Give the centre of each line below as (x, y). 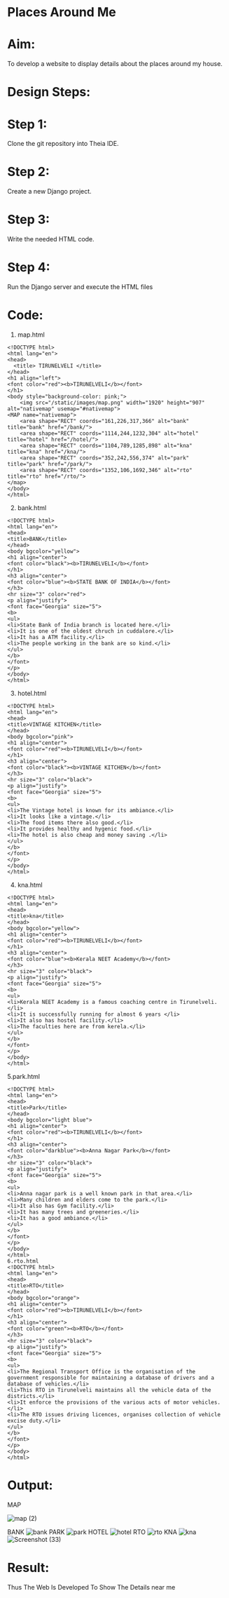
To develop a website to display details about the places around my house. (115, 64)
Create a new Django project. (50, 192)
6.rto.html (23, 1261)
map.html (31, 335)
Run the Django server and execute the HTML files (80, 287)
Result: (28, 1568)
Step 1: (27, 124)
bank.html (32, 508)
